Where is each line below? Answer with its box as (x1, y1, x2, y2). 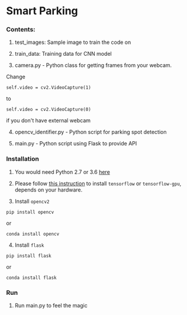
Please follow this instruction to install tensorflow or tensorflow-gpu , (14, 180, 182, 187)
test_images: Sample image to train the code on (14, 39, 131, 46)
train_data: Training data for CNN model (14, 50, 112, 58)
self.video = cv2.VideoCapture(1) (6, 85, 92, 91)
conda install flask (6, 275, 57, 281)
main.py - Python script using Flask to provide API (14, 140, 137, 147)
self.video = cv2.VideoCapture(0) (6, 107, 92, 113)
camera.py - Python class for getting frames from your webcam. (14, 62, 172, 69)
